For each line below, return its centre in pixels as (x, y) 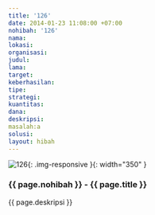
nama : (17, 38)
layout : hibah (32, 141)
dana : (17, 112)
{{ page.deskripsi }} (41, 202)
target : (21, 75)
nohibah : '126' (33, 30)
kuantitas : (26, 104)
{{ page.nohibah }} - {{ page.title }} (77, 185)
